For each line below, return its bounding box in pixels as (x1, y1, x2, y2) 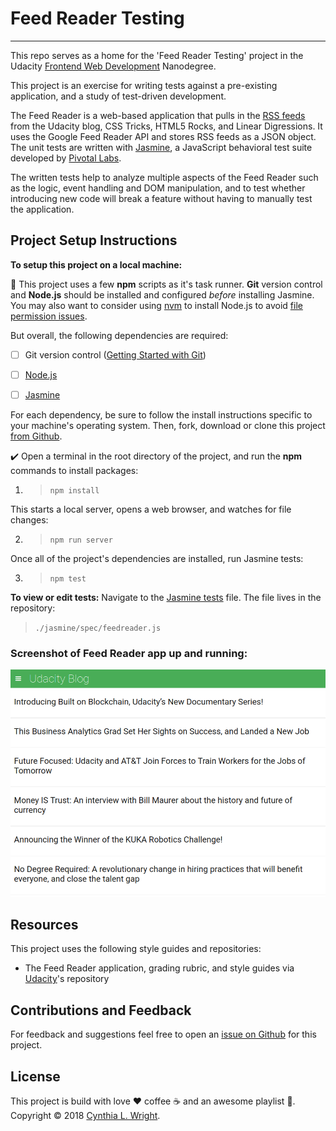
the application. (10, 203, 75, 215)
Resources (10, 917, 79, 934)
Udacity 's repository (24, 973, 110, 985)
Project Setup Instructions (10, 232, 178, 249)
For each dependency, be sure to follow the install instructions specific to (10, 408, 313, 421)
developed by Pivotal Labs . (10, 152, 122, 164)
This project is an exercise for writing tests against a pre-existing (10, 79, 278, 91)
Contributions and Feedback (10, 1002, 192, 1019)
